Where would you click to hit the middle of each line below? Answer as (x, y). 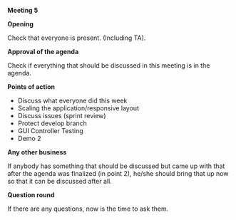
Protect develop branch (52, 123)
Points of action (31, 87)
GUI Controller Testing (50, 131)
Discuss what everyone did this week (72, 100)
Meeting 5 (23, 10)
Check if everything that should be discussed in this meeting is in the (109, 66)
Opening (21, 24)
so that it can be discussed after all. (60, 181)
